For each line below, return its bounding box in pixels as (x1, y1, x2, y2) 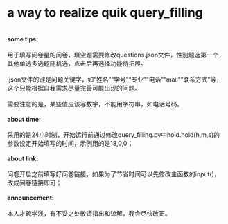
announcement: (7, 194, 54, 202)
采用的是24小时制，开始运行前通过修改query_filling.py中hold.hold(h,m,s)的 (7, 130, 220, 139)
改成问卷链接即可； (7, 178, 62, 187)
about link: (7, 154, 39, 162)
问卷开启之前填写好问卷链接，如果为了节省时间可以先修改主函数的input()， (7, 169, 220, 178)
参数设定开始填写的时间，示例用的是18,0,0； (7, 139, 134, 147)
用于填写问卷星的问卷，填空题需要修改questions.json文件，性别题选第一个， (7, 50, 225, 59)
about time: (7, 115, 42, 123)
